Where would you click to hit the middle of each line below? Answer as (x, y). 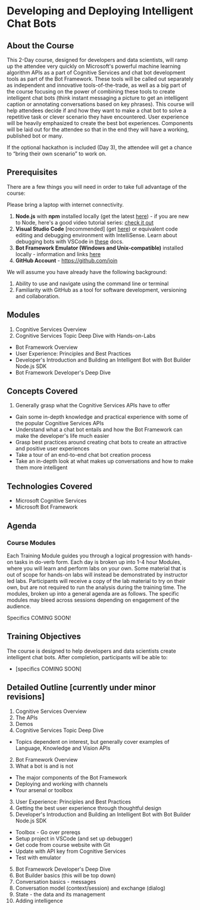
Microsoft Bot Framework (46, 507)
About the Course (40, 46)
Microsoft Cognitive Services (51, 501)
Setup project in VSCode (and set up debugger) (74, 839)
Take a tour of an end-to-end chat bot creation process (83, 455)
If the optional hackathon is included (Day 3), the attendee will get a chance (99, 147)
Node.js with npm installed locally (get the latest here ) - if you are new (102, 216)
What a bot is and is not (44, 766)
